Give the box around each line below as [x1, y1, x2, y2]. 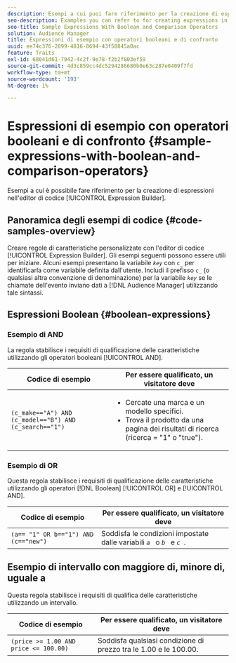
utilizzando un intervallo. [7, 598, 79, 607]
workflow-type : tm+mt [7, 69, 71, 76]
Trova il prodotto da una [125, 415, 204, 424]
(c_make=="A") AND [11, 408, 72, 417]
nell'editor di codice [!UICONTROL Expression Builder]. [7, 194, 166, 202]
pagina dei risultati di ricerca [125, 424, 219, 434]
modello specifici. [125, 406, 184, 416]
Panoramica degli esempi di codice [7, 214, 164, 226]
